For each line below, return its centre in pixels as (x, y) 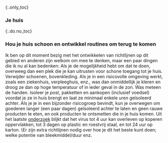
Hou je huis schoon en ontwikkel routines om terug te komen (81, 44)
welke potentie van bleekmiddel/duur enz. (49, 135)
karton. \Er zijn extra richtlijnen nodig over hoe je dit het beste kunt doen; (81, 129)
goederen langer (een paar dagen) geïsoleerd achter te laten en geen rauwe (84, 108)
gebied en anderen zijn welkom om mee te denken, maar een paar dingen (81, 60)
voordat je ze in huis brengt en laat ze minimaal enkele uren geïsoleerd (78, 98)
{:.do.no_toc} (19, 31)
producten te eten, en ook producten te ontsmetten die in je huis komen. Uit (83, 114)
